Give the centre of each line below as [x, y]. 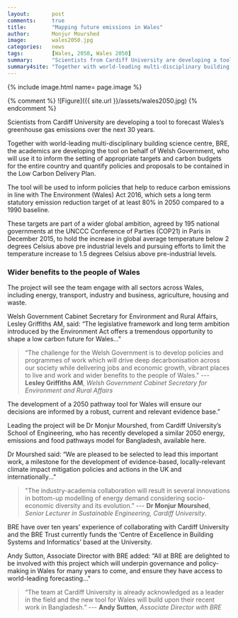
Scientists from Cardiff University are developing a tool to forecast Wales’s [116, 122]
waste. [17, 302]
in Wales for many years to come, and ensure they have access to [126, 570]
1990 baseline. [29, 209]
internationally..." [32, 477]
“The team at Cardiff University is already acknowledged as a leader [124, 592]
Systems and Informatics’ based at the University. [80, 542]
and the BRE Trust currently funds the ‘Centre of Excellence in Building [110, 534]
